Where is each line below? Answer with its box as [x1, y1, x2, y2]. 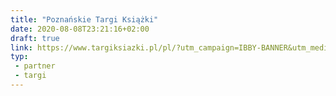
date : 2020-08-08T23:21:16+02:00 [10, 24, 150, 34]
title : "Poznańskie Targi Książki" [10, 14, 159, 25]
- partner [14, 61, 56, 71]
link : [10, 42, 33, 53]
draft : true [10, 33, 60, 43]
